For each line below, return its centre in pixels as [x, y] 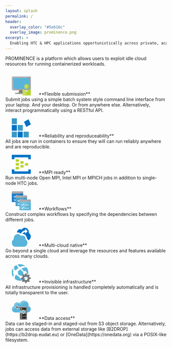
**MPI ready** [54, 172]
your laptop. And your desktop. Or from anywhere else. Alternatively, [78, 104]
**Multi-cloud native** [63, 245]
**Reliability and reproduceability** [76, 136]
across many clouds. [27, 256]
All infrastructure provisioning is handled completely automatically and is [82, 287]
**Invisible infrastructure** [67, 281]
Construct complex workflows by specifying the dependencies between [81, 214]
